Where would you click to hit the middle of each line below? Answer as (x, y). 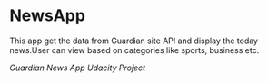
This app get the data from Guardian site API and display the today (134, 41)
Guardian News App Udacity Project (78, 68)
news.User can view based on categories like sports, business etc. (134, 50)
